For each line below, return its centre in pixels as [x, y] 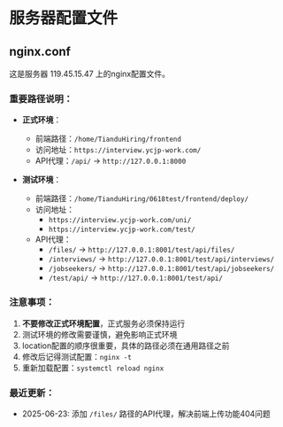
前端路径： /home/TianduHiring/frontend [108, 139]
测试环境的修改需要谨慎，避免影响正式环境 [99, 334]
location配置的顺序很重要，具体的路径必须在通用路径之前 [126, 345]
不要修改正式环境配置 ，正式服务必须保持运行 [103, 323]
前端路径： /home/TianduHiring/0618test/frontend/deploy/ [142, 198]
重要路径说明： [41, 98]
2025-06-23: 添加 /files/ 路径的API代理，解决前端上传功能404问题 [146, 414]
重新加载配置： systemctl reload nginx [93, 368]
